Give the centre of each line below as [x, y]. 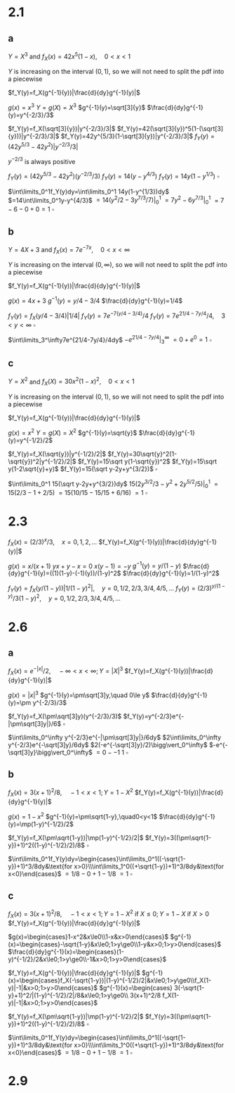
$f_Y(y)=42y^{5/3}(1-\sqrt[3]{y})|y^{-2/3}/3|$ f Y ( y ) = [137, 137]
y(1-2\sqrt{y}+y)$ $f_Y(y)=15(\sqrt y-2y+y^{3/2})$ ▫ [83, 468]
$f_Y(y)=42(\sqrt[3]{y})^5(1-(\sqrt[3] [170, 129]
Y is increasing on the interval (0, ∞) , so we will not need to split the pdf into [117, 265]
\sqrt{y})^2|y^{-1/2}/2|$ [42, 461]
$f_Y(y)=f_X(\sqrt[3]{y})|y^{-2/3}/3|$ [62, 129]
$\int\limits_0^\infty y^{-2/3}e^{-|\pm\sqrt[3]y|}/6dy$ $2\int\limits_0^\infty [115, 737]
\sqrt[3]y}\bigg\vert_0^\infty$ [51, 752]
